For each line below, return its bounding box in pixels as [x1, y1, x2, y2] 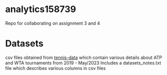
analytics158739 [5, 4, 76, 15]
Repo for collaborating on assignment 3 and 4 [5, 20, 101, 26]
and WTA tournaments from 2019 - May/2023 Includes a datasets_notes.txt [5, 59, 161, 66]
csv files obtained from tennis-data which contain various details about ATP [5, 54, 162, 60]
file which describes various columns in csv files [5, 65, 106, 71]
